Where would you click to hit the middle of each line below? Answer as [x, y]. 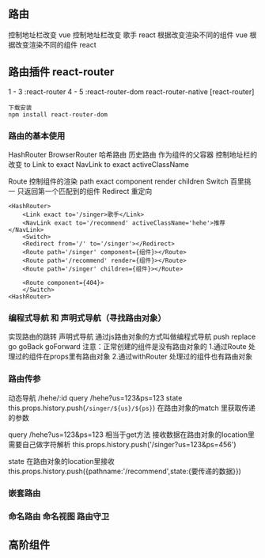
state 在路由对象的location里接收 [61, 461]
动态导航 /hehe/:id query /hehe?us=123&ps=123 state [95, 397]
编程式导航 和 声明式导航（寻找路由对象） [87, 317]
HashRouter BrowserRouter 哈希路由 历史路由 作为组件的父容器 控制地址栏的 [133, 154]
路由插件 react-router [61, 72]
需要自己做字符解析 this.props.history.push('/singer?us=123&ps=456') [122, 444]
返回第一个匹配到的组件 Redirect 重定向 [88, 191]
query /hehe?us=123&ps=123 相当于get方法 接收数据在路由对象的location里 [131, 435]
